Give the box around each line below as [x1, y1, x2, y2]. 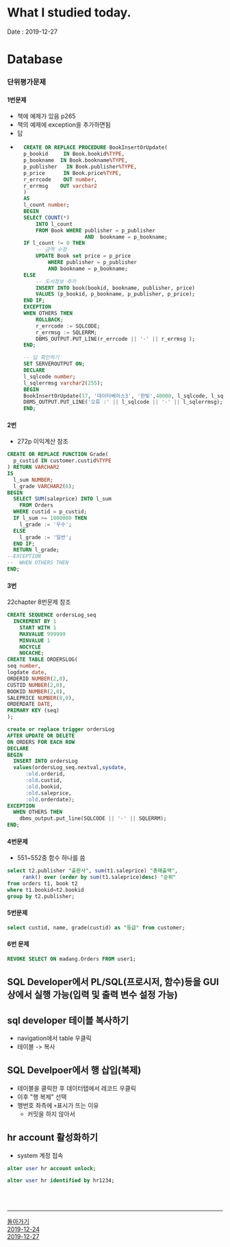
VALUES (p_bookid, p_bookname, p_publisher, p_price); [35, 291, 196, 298]
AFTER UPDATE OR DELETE [7, 732, 75, 739]
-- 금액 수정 [35, 246, 67, 253]
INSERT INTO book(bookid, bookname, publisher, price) [35, 284, 196, 291]
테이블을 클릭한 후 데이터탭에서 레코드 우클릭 [16, 1084, 137, 1092]
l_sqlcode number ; [23, 373, 76, 380]
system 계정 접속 [16, 1151, 64, 1159]
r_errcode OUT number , [23, 176, 97, 183]
